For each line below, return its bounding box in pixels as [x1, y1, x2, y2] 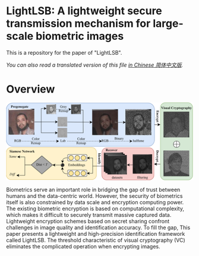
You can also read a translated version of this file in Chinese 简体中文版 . [6, 61, 183, 68]
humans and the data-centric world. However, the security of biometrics [6, 192, 183, 200]
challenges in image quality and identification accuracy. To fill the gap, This [6, 224, 191, 231]
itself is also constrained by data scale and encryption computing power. [6, 198, 184, 206]
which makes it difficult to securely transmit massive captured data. [6, 211, 172, 218]
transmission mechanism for [6, 17, 151, 30]
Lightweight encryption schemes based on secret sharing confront [6, 217, 170, 225]
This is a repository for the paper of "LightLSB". [6, 49, 122, 56]
